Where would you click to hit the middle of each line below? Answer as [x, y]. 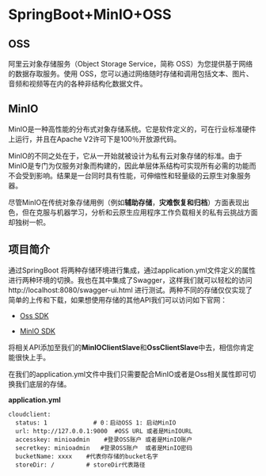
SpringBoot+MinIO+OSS [90, 15]
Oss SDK [34, 315]
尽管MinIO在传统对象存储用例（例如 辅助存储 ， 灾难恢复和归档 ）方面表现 [125, 202]
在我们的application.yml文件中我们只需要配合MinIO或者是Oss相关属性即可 [129, 374]
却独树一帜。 [29, 222]
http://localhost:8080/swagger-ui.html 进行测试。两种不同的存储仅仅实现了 [131, 290]
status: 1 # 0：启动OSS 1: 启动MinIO [96, 423]
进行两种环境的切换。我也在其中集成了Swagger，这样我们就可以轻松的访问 [130, 280]
